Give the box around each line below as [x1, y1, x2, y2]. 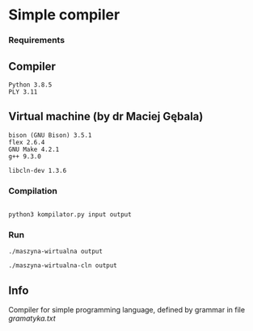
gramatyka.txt [8, 313, 56, 324]
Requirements [8, 35, 65, 46]
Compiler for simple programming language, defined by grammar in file [8, 305, 245, 315]
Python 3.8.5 [8, 81, 53, 89]
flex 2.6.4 [8, 138, 45, 146]
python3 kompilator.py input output [8, 211, 132, 219]
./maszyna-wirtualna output [8, 248, 103, 256]
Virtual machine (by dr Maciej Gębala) [8, 110, 204, 124]
